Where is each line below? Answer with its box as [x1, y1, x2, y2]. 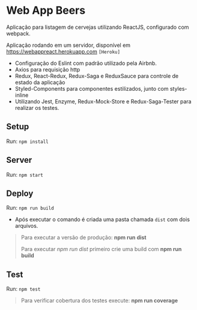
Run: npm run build [6, 204, 54, 211]
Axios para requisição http [14, 65, 80, 73]
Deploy [6, 188, 34, 198]
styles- [169, 85, 187, 92]
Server [6, 155, 32, 165]
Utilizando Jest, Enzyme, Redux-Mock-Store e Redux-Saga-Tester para [14, 97, 192, 105]
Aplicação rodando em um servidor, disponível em [6, 41, 131, 49]
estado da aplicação [14, 79, 65, 86]
